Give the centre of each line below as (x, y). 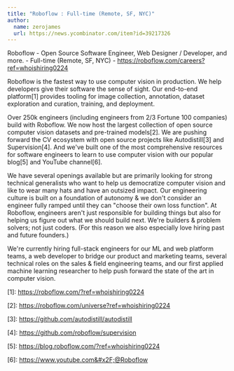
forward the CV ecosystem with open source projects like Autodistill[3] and (116, 140)
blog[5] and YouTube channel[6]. (55, 162)
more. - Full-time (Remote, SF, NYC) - (62, 61)
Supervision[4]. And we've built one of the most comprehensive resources (115, 147)
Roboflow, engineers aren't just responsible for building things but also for (114, 213)
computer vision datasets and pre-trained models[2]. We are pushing (107, 132)
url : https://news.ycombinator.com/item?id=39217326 (92, 33)
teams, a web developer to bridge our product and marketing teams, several (117, 256)
